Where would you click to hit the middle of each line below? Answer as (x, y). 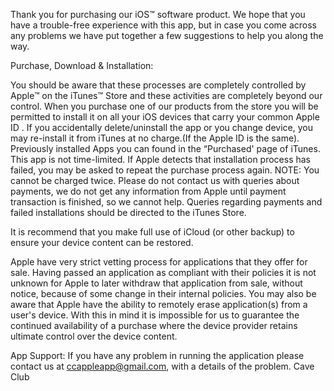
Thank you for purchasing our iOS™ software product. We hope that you (158, 14)
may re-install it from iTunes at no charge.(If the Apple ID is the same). (155, 138)
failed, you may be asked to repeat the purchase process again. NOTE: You (165, 170)
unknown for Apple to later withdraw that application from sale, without (156, 283)
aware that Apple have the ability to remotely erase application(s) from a (159, 304)
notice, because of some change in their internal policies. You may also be (163, 293)
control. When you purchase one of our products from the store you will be (164, 106)
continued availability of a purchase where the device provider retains (154, 325)
